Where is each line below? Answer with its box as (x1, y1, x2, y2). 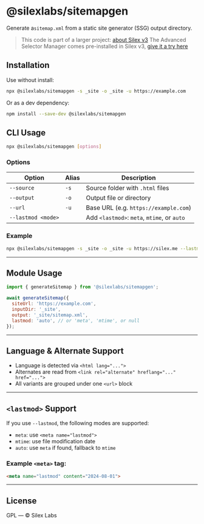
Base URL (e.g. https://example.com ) (86, 203, 191, 212)
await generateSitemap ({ (6, 295, 69, 301)
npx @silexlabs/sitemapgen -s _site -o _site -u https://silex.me (6, 245, 178, 251)
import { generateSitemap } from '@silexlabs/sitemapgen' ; (6, 284, 159, 290)
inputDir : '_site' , (12, 307, 61, 313)
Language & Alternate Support (6, 345, 124, 356)
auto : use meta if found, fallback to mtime (15, 444, 116, 452)
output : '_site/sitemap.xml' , (12, 311, 88, 318)
